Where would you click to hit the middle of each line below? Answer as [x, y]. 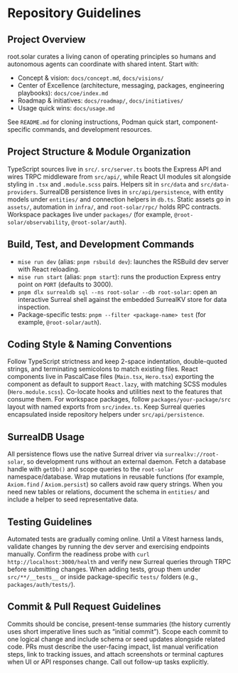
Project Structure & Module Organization [99, 152]
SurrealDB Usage [46, 437]
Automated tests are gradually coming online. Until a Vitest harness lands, [115, 539]
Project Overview [47, 40]
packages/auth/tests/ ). [42, 585]
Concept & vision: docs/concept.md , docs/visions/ [91, 78]
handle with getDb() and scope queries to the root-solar [91, 469]
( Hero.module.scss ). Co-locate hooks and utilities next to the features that [115, 392]
